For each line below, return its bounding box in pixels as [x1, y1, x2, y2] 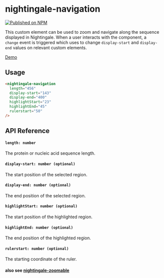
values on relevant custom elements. [13, 45, 87, 50]
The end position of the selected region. [5, 192, 86, 199]
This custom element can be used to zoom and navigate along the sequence [5, 29, 160, 35]
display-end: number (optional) [5, 183, 71, 188]
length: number [5, 140, 36, 145]
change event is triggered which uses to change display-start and [5, 39, 139, 45]
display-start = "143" [9, 91, 51, 95]
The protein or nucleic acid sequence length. [5, 150, 95, 156]
